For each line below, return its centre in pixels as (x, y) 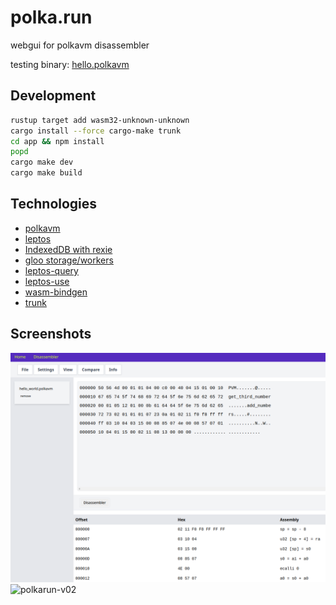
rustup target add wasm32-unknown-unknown (100, 120)
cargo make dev (42, 162)
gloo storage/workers (69, 260)
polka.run (51, 17)
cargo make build (46, 173)
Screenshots (51, 334)
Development (53, 96)
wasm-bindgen (56, 292)
